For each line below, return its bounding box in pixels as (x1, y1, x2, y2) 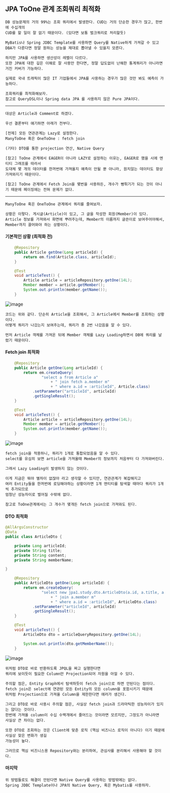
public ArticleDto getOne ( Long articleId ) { (14, 581, 110, 586)
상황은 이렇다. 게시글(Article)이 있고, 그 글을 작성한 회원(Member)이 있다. (5, 211, 149, 216)
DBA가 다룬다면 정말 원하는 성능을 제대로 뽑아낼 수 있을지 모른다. (5, 45, 125, 51)
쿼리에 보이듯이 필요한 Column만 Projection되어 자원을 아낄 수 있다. (5, 671, 135, 676)
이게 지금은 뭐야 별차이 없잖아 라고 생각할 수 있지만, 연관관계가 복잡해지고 (5, 476, 141, 481)
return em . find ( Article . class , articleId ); (23, 254, 116, 259)
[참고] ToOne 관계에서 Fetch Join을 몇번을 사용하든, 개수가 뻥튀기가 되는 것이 (5, 181, 153, 186)
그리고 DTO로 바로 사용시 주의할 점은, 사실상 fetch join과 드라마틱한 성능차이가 (5, 701, 154, 707)
